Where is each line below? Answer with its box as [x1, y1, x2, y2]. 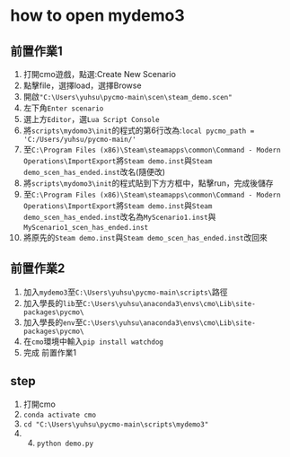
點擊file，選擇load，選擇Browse [22, 80, 142, 91]
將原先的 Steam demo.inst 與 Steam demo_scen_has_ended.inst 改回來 [22, 233, 268, 242]
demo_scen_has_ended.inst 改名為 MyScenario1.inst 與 [22, 212, 216, 222]
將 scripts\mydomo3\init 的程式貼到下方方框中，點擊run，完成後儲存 [22, 178, 274, 189]
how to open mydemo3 [10, 5, 185, 26]
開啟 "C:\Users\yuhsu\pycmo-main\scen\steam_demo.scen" [22, 92, 233, 101]
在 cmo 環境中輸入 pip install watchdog [22, 336, 164, 347]
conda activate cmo [22, 410, 97, 419]
